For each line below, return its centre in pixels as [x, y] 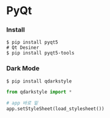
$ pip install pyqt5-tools [40, 53]
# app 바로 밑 [22, 103]
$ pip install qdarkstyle [39, 81]
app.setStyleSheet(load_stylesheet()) [55, 109]
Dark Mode [23, 68]
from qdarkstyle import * [39, 92]
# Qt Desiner [23, 48]
